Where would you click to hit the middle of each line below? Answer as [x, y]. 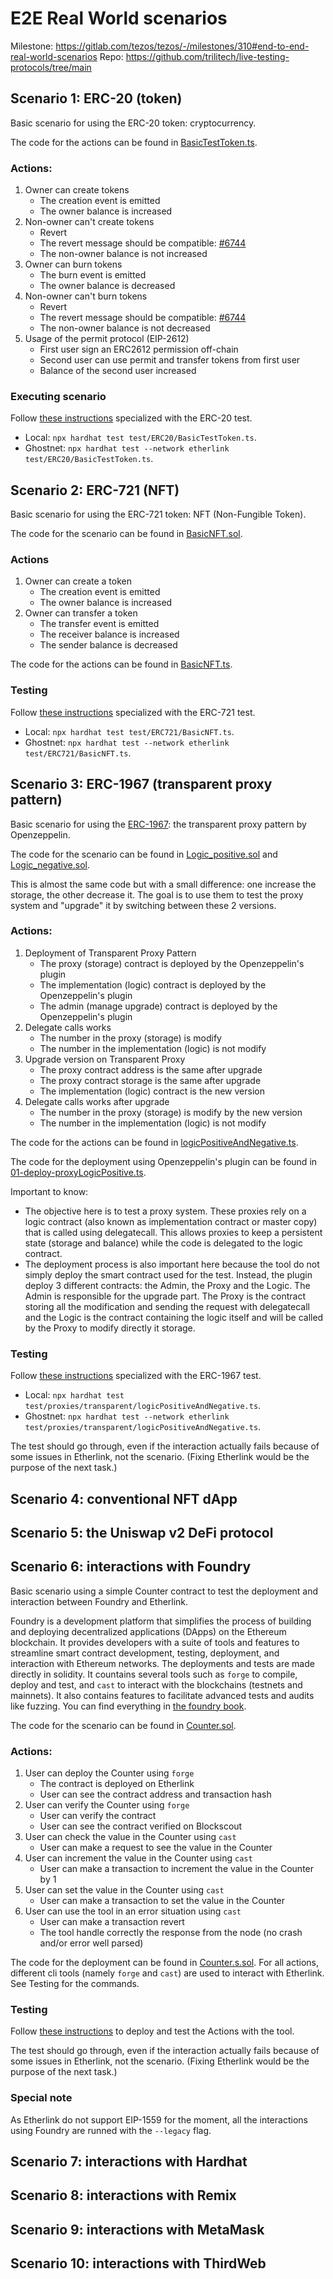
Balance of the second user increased [118, 371]
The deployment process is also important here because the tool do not [172, 1264]
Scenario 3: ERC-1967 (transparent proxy [141, 784]
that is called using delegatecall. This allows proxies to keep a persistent [173, 1232]
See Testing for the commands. [75, 1984]
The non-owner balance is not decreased [125, 328]
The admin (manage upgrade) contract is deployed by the [158, 1006]
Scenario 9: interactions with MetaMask [137, 2229]
